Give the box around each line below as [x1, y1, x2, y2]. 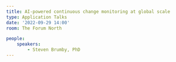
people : [6, 36, 25, 42]
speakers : [17, 41, 41, 47]
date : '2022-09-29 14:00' [6, 19, 70, 25]
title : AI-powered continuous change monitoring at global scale [6, 8, 170, 15]
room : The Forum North [6, 25, 62, 31]
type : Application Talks [6, 14, 67, 20]
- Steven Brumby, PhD [27, 47, 81, 53]
